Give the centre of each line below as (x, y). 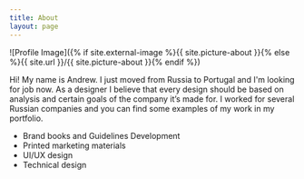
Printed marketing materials (74, 145)
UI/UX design (48, 154)
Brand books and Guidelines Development (101, 135)
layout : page (34, 26)
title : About (34, 18)
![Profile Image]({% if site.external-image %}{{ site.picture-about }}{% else (150, 52)
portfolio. (26, 118)
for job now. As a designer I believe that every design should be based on (147, 89)
